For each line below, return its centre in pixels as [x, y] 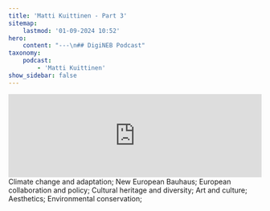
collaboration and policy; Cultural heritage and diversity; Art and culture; [128, 190]
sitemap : [23, 23]
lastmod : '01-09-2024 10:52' [72, 30]
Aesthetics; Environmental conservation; [75, 198]
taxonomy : [25, 53]
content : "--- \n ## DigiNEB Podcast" [84, 46]
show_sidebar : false [43, 75]
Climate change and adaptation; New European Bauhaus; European [120, 181]
